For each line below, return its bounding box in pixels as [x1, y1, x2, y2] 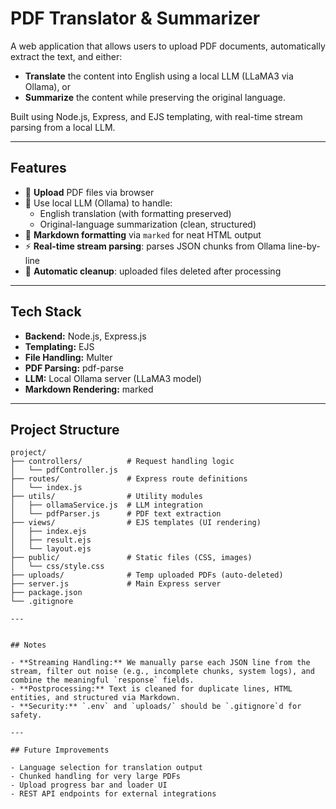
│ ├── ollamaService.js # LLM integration [10, 500, 203, 511]
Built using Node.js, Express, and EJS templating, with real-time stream [10, 110, 303, 122]
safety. [10, 710, 43, 721]
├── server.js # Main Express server [10, 579, 222, 589]
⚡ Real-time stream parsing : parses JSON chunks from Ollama [24, 240, 287, 252]
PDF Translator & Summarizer [10, 7, 261, 30]
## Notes [10, 640, 47, 651]
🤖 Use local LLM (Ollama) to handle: [24, 197, 173, 209]
